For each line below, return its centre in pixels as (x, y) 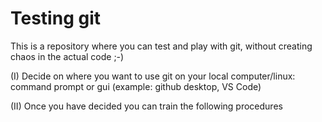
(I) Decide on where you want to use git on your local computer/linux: (153, 76)
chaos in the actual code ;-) (67, 56)
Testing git (55, 18)
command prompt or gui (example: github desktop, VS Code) (136, 86)
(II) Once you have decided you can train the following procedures (146, 106)
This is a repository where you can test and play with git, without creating (161, 46)
